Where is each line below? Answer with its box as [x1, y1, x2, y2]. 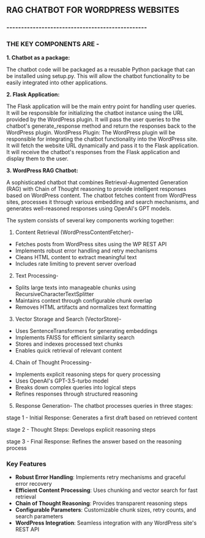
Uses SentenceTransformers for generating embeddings [15, 327, 158, 334]
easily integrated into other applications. [6, 79, 108, 86]
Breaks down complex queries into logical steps [15, 383, 136, 391]
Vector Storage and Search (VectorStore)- [15, 315, 122, 322]
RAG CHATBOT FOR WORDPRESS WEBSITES [6, 5, 179, 15]
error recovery [15, 480, 52, 487]
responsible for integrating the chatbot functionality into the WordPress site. [6, 135, 198, 142]
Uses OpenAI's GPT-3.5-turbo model [15, 377, 109, 384]
